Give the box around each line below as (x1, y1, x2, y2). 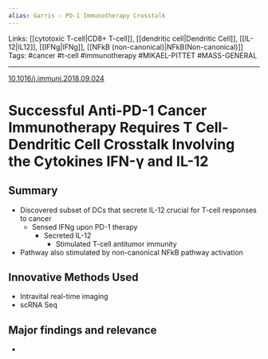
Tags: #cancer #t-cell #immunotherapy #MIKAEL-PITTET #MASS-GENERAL (8, 50, 258, 60)
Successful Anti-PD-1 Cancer (8, 101, 207, 120)
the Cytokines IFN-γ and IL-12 (8, 152, 209, 170)
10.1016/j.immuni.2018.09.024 (8, 73, 105, 83)
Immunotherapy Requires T (8, 118, 193, 136)
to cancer (19, 213, 52, 223)
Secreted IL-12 (43, 231, 92, 240)
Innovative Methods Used (8, 270, 139, 284)
